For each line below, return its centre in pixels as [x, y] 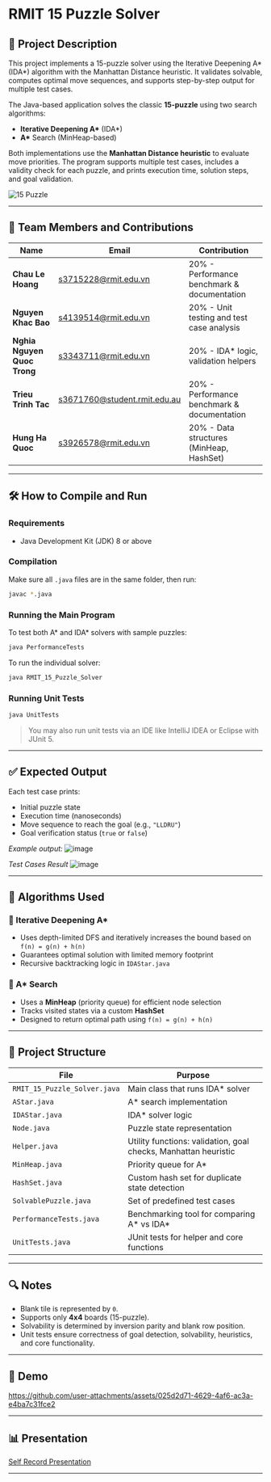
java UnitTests [34, 715]
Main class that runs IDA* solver [189, 1088]
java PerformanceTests [46, 647]
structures [208, 437]
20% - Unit [210, 307]
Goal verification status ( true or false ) [83, 832]
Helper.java [35, 1146]
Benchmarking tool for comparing [192, 1214]
